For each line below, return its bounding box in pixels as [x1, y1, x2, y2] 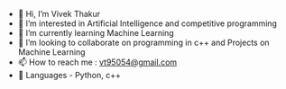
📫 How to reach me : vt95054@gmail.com [17, 57, 178, 67]
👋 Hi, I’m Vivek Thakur [17, 9, 101, 19]
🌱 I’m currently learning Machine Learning [17, 28, 174, 38]
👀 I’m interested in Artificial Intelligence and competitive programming [17, 18, 278, 29]
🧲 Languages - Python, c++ [17, 70, 122, 80]
